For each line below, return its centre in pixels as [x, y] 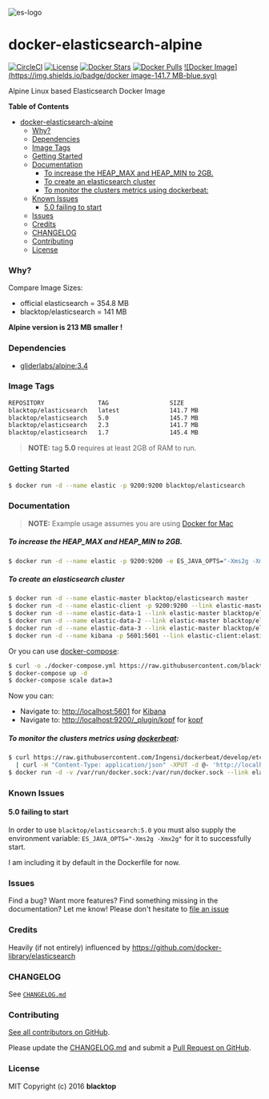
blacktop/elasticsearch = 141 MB [73, 312]
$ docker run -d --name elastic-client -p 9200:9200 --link [111, 606]
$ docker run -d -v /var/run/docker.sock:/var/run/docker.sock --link [128, 773]
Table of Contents [39, 106]
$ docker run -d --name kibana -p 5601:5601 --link [96, 636]
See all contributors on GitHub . [59, 1033]
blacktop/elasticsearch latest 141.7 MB [103, 410]
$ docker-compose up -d [48, 673]
